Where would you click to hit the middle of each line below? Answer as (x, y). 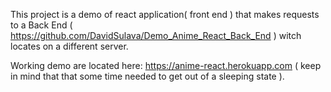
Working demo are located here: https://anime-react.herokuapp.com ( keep (166, 65)
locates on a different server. (69, 46)
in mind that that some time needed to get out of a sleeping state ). (147, 76)
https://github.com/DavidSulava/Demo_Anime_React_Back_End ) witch (156, 35)
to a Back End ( (41, 25)
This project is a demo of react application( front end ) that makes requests (165, 14)
